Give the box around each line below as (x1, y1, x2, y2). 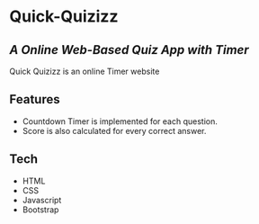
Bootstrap (22, 204, 59, 215)
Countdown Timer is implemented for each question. (22, 115, 218, 127)
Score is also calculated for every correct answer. (22, 125, 207, 136)
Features (9, 92, 60, 107)
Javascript (22, 194, 62, 205)
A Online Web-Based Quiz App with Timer (9, 42, 249, 58)
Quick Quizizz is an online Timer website (9, 66, 160, 76)
